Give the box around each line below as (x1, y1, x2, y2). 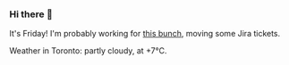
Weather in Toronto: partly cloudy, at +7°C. (9, 45, 167, 56)
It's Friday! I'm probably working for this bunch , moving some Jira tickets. (9, 28, 281, 39)
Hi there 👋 (9, 8, 54, 20)
